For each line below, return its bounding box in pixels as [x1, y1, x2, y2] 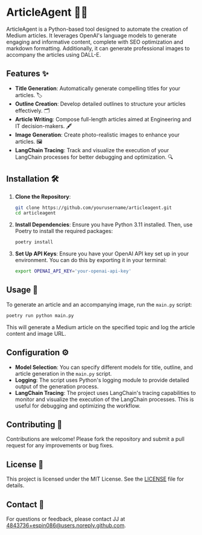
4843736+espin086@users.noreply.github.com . [6, 522, 127, 529]
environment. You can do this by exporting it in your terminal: [14, 257, 167, 264]
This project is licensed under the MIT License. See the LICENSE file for [6, 475, 185, 482]
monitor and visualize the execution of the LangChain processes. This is [14, 396, 194, 403]
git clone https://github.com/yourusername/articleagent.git [14, 205, 172, 211]
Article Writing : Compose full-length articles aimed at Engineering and [14, 115, 192, 123]
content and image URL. [6, 330, 66, 337]
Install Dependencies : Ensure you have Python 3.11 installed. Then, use [14, 221, 193, 228]
